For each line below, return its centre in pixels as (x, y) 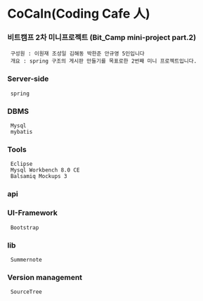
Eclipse (21, 164)
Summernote (26, 260)
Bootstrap (25, 228)
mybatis (21, 132)
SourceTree (26, 292)
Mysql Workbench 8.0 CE (45, 170)
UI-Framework (33, 213)
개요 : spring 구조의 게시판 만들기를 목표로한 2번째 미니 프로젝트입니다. (104, 61)
